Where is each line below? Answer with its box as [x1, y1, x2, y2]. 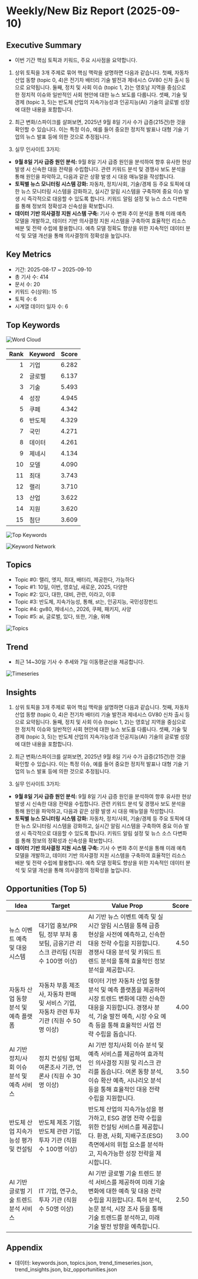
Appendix [6, 1243, 43, 1253]
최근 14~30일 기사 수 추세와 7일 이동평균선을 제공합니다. [14, 658, 145, 665]
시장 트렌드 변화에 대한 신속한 [88, 994, 166, 1002]
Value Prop [111, 901, 143, 910]
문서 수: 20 [14, 280, 40, 287]
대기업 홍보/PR [38, 921, 78, 930]
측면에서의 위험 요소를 [88, 1140, 146, 1149]
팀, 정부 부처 [38, 930, 71, 939]
